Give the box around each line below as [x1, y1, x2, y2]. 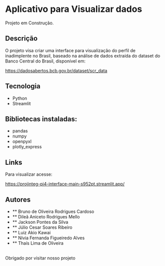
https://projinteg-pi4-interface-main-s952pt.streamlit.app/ [5, 181, 125, 187]
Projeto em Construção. [5, 20, 54, 26]
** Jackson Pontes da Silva [12, 219, 69, 225]
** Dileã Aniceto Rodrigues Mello [12, 214, 80, 219]
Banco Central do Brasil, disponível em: [5, 58, 86, 64]
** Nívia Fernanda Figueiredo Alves [12, 235, 85, 241]
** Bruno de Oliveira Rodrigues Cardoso [12, 208, 94, 214]
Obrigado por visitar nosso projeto [5, 255, 76, 261]
